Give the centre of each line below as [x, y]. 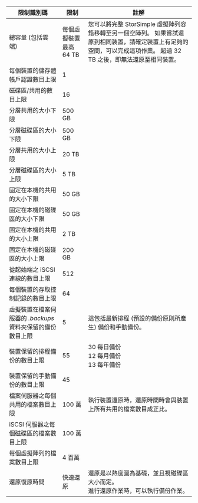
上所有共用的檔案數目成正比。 [129, 409]
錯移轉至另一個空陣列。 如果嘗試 [133, 33]
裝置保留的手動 [30, 376]
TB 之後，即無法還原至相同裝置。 [134, 60]
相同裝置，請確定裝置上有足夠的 [144, 42]
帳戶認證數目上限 [33, 79]
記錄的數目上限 [36, 298]
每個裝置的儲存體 [33, 70]
